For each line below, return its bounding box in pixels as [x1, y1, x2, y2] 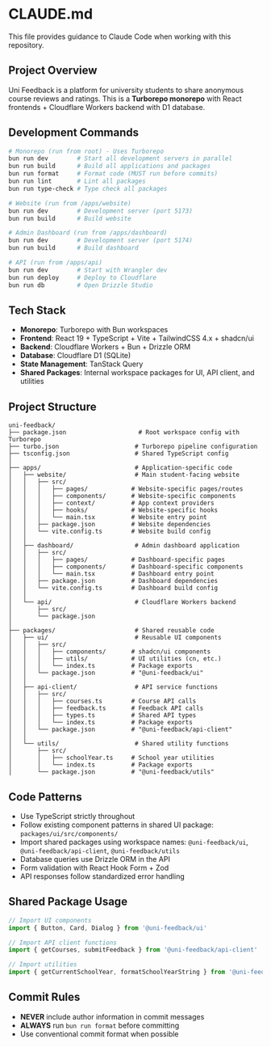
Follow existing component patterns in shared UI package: [19, 820, 214, 830]
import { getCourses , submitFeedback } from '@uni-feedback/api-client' [8, 946, 258, 954]
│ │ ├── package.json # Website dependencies [8, 521, 211, 529]
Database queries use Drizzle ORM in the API [19, 855, 171, 863]
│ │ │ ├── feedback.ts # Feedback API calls [8, 704, 204, 712]
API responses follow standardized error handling [19, 872, 186, 881]
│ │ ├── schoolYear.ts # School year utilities [8, 754, 215, 762]
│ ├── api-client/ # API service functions [8, 683, 219, 691]
